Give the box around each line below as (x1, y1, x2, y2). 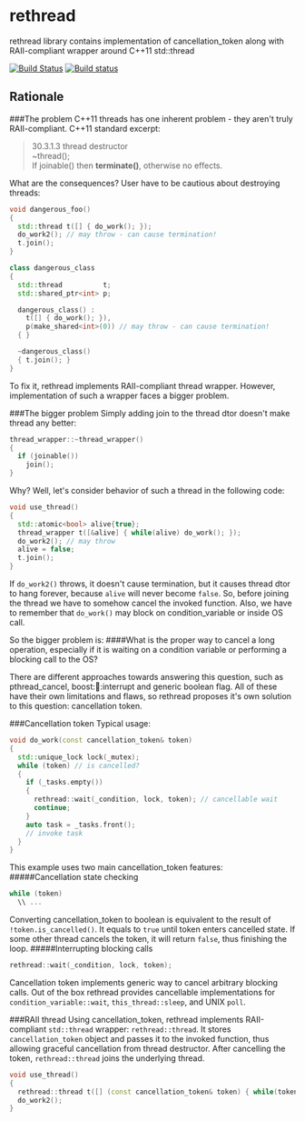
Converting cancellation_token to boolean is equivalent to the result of (9, 915, 271, 925)
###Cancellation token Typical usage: (9, 718, 152, 728)
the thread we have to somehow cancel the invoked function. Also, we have (9, 597, 292, 608)
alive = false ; (17, 545, 75, 555)
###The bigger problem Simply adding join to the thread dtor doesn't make (9, 407, 290, 418)
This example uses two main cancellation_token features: (9, 862, 223, 873)
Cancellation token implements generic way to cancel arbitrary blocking (9, 976, 279, 987)
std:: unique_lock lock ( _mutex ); (17, 752, 141, 762)
